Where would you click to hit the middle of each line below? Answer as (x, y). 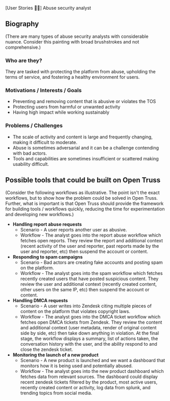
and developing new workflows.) (40, 214)
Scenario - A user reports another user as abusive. (74, 229)
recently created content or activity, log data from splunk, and (85, 387)
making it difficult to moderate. (45, 142)
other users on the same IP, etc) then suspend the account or (85, 289)
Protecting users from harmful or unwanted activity (67, 107)
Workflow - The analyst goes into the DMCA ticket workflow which (90, 316)
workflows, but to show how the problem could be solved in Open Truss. (82, 198)
